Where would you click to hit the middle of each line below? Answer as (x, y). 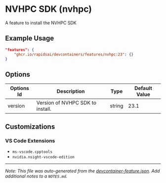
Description (71, 91)
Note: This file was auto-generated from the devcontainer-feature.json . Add (83, 171)
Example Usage (30, 38)
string (117, 106)
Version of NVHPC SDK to (66, 103)
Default (143, 89)
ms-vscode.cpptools (32, 152)
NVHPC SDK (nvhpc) (49, 9)
